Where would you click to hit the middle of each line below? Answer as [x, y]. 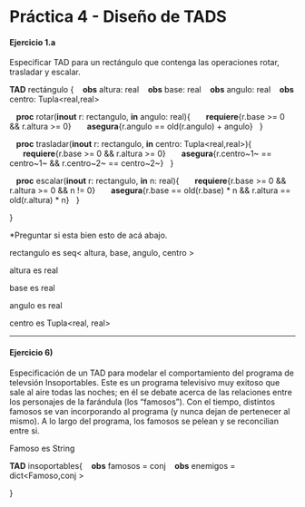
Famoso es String [42, 448]
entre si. [25, 430]
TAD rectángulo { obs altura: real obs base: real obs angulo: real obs [152, 90]
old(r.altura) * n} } [44, 200]
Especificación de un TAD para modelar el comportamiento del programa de [152, 373]
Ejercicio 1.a [33, 42]
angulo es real [36, 306]
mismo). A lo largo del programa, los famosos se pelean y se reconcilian [144, 421]
